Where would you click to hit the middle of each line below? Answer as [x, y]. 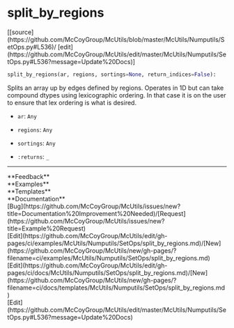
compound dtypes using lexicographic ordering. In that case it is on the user [117, 95]
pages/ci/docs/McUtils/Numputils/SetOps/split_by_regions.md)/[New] [108, 272]
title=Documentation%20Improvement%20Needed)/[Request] [96, 213]
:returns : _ [33, 156]
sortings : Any [36, 143]
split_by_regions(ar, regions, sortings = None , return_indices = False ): [112, 75]
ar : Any [27, 116]
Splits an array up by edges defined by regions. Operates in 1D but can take [116, 88]
